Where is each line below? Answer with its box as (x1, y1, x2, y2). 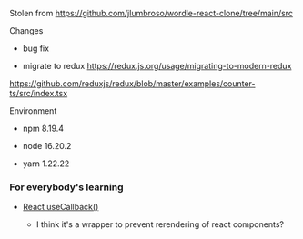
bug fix (22, 43, 50, 54)
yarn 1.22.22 (22, 158, 70, 169)
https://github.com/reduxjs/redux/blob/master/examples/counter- (9, 78, 257, 89)
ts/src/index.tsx (9, 88, 68, 98)
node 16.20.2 (22, 141, 72, 151)
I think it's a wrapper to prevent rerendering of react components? (35, 219, 285, 230)
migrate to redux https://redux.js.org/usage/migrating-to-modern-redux (22, 61, 292, 71)
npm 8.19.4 (22, 123, 65, 134)
